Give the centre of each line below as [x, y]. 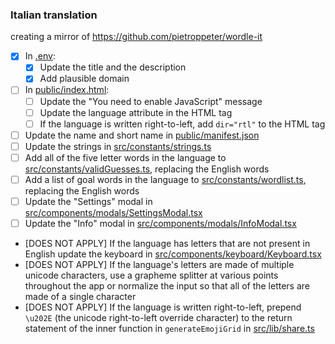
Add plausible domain [84, 79]
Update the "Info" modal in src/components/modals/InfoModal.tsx [160, 224]
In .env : [40, 56]
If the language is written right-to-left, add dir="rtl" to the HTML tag [182, 124]
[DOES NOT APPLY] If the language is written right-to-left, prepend [163, 307]
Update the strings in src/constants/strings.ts [118, 146]
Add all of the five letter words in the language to [125, 157]
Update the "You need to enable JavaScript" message [151, 101]
